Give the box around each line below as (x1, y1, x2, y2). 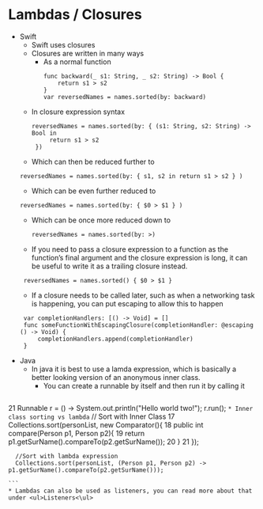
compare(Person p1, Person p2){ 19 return (8, 428, 145, 438)
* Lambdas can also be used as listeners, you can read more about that (8, 487, 253, 495)
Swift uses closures (31, 40, 96, 49)
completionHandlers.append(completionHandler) (37, 335, 193, 343)
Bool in (31, 129, 57, 137)
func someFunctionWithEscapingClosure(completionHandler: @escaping (23, 321, 254, 329)
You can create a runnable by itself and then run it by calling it (43, 381, 245, 390)
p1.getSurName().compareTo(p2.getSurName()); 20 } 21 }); (8, 437, 199, 446)
